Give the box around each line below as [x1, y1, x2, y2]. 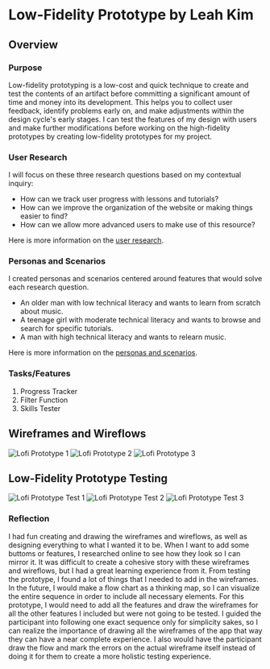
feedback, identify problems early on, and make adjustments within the [8, 106, 244, 115]
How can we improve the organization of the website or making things [19, 203, 253, 213]
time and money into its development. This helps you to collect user [8, 97, 233, 106]
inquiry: [8, 179, 34, 189]
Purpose [8, 62, 43, 73]
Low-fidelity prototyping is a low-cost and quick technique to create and [8, 80, 249, 89]
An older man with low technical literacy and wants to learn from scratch [19, 298, 261, 308]
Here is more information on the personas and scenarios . [8, 348, 197, 358]
